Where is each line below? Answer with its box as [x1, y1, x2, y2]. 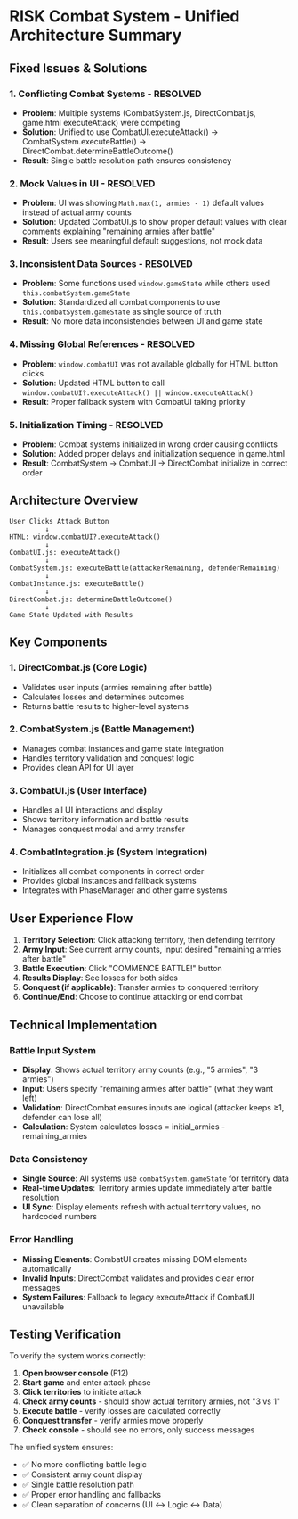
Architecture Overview [9, 493, 139, 508]
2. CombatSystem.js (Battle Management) [9, 722, 196, 735]
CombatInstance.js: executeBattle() [9, 579, 145, 588]
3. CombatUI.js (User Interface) [9, 784, 148, 797]
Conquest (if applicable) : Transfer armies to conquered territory [21, 982, 260, 993]
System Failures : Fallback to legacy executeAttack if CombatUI [21, 1292, 255, 1302]
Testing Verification [9, 1326, 122, 1342]
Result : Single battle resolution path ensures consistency [21, 154, 232, 166]
